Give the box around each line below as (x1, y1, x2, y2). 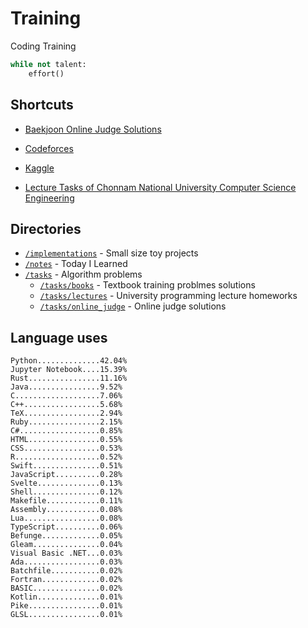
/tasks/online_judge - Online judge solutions (39, 300, 227, 312)
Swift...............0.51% (10, 461, 123, 471)
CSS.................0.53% (10, 443, 123, 454)
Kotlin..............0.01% (10, 592, 123, 602)
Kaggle (24, 162, 55, 174)
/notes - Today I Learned (24, 258, 128, 270)
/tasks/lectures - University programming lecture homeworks (39, 290, 298, 302)
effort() (28, 68, 65, 79)
